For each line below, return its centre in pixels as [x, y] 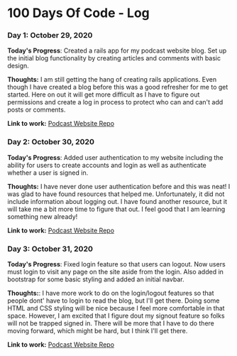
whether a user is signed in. [48, 173]
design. [18, 66]
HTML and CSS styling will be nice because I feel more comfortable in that [116, 308]
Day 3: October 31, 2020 [50, 249]
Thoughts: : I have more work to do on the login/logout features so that [111, 293]
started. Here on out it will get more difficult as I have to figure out [104, 95]
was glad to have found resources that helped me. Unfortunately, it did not [116, 194]
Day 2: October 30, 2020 [51, 142]
